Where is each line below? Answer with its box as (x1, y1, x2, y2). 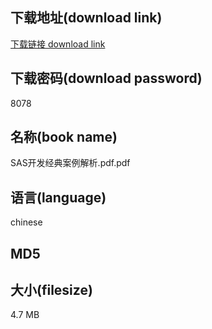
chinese (10, 216, 43, 228)
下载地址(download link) (10, 9, 163, 27)
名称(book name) (10, 129, 118, 146)
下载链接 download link (10, 38, 106, 50)
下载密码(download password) (10, 70, 203, 87)
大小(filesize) (10, 282, 93, 299)
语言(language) (10, 189, 107, 206)
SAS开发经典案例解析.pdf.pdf (10, 157, 131, 169)
